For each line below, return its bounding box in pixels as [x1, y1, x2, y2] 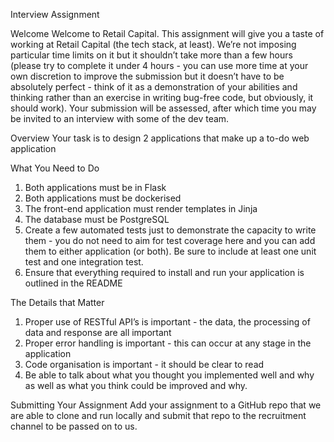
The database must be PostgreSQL [24, 214, 170, 225]
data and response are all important [24, 327, 172, 338]
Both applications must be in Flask [24, 182, 167, 193]
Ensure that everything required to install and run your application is [24, 267, 305, 278]
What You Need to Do [10, 162, 100, 174]
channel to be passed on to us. [10, 420, 138, 432]
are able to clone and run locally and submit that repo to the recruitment [10, 410, 307, 421]
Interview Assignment [10, 9, 100, 20]
